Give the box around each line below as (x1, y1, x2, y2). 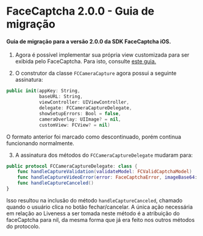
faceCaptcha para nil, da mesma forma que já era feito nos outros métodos (6, 216, 195, 223)
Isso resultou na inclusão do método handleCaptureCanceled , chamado (6, 196, 183, 204)
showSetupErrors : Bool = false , (38, 110, 121, 116)
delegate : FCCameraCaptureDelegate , (38, 105, 132, 111)
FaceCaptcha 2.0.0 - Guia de (6, 4, 155, 18)
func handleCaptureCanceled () (17, 180, 94, 187)
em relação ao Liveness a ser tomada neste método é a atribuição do (6, 209, 180, 217)
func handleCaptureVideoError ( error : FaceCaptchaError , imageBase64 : (17, 174, 198, 181)
